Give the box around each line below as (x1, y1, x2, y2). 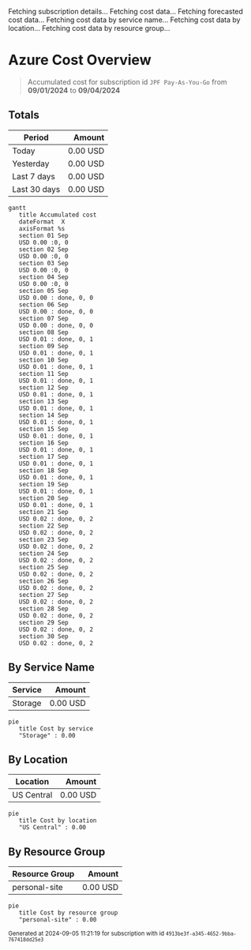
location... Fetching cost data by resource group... (8, 24, 170, 32)
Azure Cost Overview (8, 51, 152, 69)
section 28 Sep (18, 604, 69, 613)
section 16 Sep (18, 438, 69, 447)
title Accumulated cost (18, 211, 97, 219)
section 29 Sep (18, 618, 69, 626)
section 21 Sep (18, 508, 69, 516)
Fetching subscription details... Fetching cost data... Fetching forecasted (8, 7, 243, 16)
